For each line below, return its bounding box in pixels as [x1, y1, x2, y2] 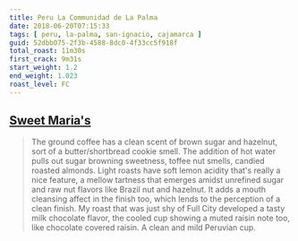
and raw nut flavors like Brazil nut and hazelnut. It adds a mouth [30, 185, 267, 195]
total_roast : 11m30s [9, 47, 87, 56]
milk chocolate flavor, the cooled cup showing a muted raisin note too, [30, 212, 291, 224]
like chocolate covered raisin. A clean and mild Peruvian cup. [30, 222, 257, 233]
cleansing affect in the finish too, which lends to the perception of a [30, 194, 280, 204]
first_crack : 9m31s [9, 55, 82, 64]
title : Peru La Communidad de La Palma [9, 13, 158, 22]
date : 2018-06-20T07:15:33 [9, 22, 110, 30]
